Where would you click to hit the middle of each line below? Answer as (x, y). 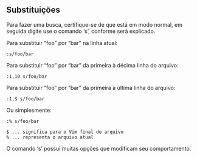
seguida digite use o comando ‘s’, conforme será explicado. (81, 31)
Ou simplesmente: (29, 110)
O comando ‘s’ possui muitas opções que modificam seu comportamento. (99, 148)
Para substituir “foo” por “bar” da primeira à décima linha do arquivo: (92, 65)
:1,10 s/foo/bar (27, 76)
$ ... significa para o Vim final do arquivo (65, 132)
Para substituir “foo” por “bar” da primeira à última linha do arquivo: (91, 88)
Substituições (33, 10)
